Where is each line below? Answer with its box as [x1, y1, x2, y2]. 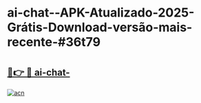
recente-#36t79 [7, 35, 101, 50]
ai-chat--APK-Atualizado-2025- [7, 5, 195, 21]
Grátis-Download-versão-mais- [7, 19, 193, 35]
